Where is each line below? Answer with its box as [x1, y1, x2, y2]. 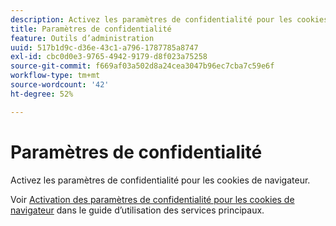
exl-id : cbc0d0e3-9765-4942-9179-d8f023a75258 [10, 52, 208, 62]
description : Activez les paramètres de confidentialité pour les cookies [10, 14, 329, 25]
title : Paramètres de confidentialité [10, 24, 172, 34]
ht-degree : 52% [10, 89, 74, 99]
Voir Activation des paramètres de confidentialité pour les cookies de [10, 193, 295, 205]
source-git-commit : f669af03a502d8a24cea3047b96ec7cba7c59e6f [10, 61, 275, 71]
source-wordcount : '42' [10, 80, 110, 90]
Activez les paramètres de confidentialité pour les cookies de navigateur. [10, 174, 311, 186]
